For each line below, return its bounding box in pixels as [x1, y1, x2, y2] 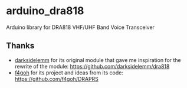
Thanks [6, 41, 35, 51]
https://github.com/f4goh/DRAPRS [14, 75, 99, 82]
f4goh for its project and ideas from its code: [14, 69, 124, 76]
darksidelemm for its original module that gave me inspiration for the [14, 56, 181, 63]
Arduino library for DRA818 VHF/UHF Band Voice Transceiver [6, 24, 155, 31]
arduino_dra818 [6, 4, 84, 18]
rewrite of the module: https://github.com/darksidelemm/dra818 [14, 63, 170, 70]
